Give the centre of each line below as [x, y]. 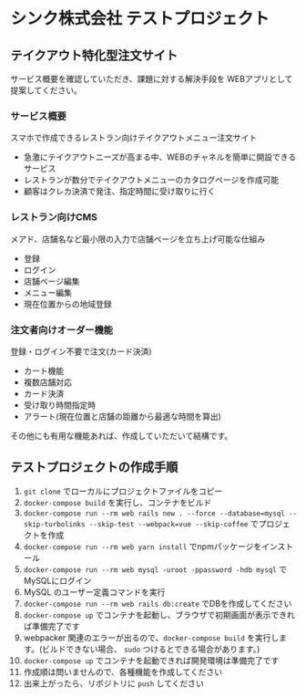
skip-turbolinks [54, 524]
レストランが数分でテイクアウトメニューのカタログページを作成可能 [151, 180]
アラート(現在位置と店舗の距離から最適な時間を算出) [122, 416]
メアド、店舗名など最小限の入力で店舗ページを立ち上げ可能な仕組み [138, 239]
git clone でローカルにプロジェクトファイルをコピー [123, 491]
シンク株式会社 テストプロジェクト [140, 19]
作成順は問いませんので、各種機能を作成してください [122, 672]
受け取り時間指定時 [60, 405]
